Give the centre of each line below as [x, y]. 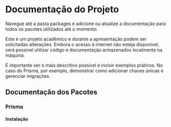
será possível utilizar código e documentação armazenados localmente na [84, 50]
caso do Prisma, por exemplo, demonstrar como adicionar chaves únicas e [84, 71]
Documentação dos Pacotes [51, 92]
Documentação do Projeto [62, 9]
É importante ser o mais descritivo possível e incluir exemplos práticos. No [84, 65]
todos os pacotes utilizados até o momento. [52, 29]
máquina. [15, 55]
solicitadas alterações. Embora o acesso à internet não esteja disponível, [82, 44]
